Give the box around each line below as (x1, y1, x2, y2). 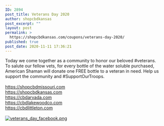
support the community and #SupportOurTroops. (5, 73, 105, 79)
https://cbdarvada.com (5, 94, 52, 100)
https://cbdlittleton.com (5, 105, 53, 111)
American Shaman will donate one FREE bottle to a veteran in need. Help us (5, 68, 159, 74)
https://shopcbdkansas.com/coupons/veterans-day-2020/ (9, 35, 125, 40)
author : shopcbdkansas (5, 16, 52, 21)
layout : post (5, 26, 32, 31)
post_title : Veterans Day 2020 (5, 12, 70, 17)
